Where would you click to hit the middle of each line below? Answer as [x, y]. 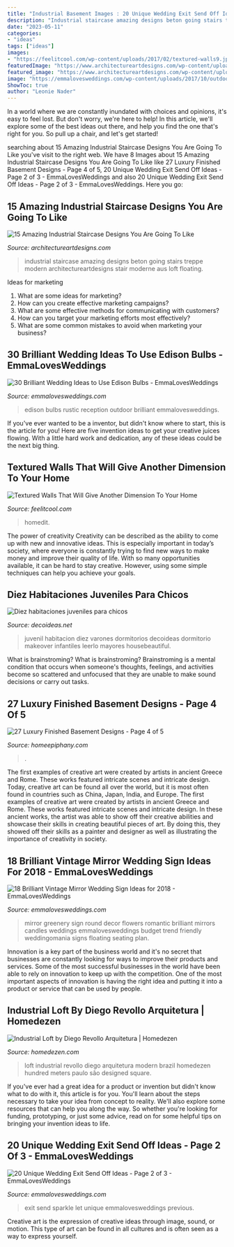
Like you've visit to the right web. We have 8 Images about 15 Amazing [109, 155]
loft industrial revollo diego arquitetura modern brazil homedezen [117, 1065]
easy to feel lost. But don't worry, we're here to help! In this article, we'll [110, 119]
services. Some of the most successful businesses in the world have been [114, 966]
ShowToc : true [28, 85]
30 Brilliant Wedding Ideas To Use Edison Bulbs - [115, 355]
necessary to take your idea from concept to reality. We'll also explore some [116, 1101]
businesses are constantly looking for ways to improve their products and [112, 959]
